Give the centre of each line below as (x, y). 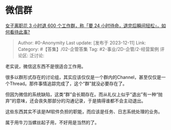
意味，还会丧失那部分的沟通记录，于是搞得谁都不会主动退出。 (81, 100)
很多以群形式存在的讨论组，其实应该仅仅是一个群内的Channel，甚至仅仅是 (83, 77)
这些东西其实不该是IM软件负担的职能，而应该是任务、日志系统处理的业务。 (84, 111)
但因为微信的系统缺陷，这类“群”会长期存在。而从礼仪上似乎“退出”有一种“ (82, 94)
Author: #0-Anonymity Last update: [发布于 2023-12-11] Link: (82, 43)
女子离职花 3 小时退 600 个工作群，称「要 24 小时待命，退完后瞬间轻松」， (83, 25)
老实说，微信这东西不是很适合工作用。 (45, 66)
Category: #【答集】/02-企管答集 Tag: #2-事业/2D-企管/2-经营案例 (88, 49)
